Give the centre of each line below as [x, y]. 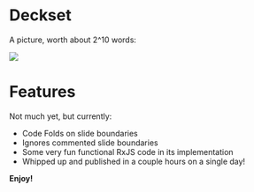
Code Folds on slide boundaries [80, 133]
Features [42, 92]
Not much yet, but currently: [61, 116]
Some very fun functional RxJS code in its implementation [127, 151]
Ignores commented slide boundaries [90, 143]
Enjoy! [21, 178]
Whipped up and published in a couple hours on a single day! [134, 161]
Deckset [41, 15]
